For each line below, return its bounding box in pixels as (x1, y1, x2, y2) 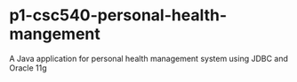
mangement (9, 24, 100, 44)
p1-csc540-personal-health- (9, 5, 228, 26)
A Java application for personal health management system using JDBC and (9, 53, 289, 63)
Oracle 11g (9, 63, 47, 73)
